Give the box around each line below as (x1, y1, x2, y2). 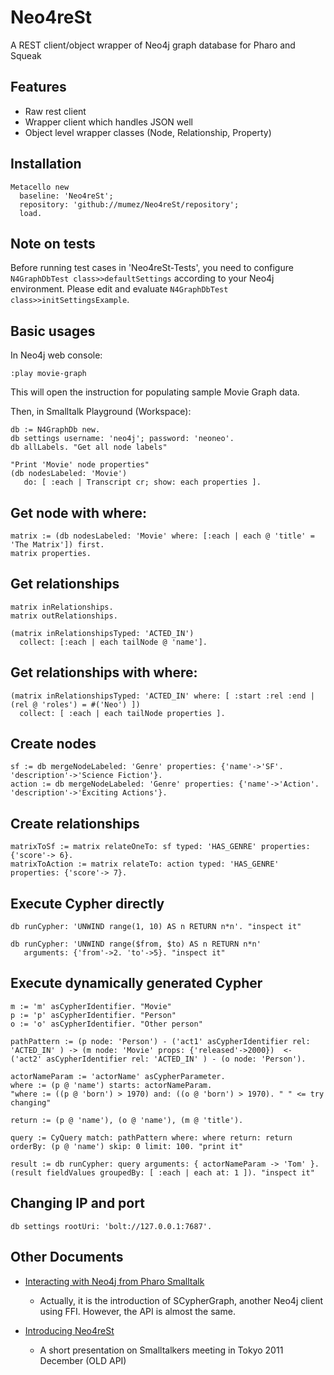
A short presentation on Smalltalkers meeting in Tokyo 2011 (39, 1344, 284, 1356)
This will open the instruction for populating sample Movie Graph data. (10, 386, 300, 398)
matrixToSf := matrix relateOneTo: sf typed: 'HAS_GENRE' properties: (10, 842, 311, 852)
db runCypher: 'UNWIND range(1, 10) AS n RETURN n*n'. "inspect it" (10, 922, 302, 932)
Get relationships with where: (10, 664, 198, 681)
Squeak (10, 49, 42, 61)
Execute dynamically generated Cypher (10, 975, 263, 992)
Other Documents (10, 1249, 124, 1266)
